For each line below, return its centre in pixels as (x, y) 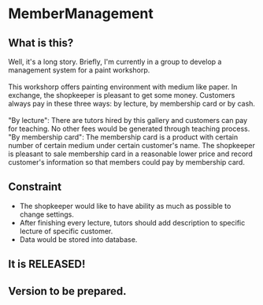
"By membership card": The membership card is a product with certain (123, 137)
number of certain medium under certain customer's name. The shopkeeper (132, 145)
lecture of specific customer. (66, 231)
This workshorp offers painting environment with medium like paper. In (123, 87)
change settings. (47, 214)
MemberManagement (81, 14)
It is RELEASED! (47, 264)
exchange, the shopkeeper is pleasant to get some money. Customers (122, 95)
